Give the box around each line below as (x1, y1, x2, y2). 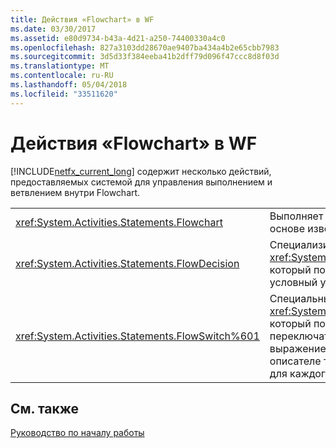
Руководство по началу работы (10, 427, 145, 439)
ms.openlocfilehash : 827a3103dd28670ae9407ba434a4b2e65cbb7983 (10, 42, 280, 53)
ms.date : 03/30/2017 (10, 24, 97, 34)
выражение (269, 341, 327, 355)
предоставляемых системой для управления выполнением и (10, 176, 273, 188)
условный (269, 275, 318, 289)
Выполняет (269, 209, 324, 223)
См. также (10, 400, 80, 417)
